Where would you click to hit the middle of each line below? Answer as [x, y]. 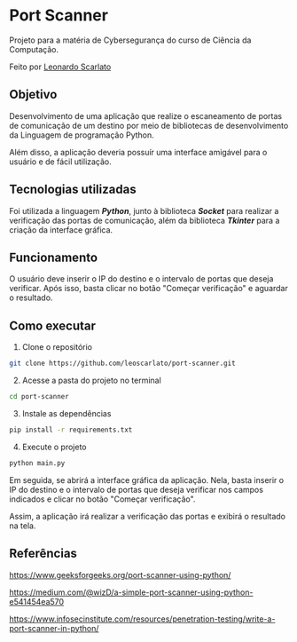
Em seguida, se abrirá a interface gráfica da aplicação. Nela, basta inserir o [147, 480]
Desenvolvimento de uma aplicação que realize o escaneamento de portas [145, 115]
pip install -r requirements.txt [71, 430]
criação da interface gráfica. [61, 230]
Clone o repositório [57, 347]
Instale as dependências [66, 413]
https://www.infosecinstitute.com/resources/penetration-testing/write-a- [142, 619]
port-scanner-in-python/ [54, 628]
